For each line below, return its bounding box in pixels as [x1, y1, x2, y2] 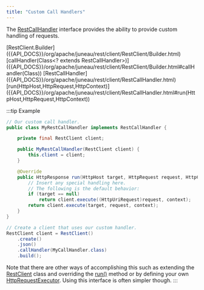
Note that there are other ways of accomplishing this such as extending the [6, 264, 195, 271]
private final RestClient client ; [17, 135, 104, 141]
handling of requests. [6, 32, 59, 39]
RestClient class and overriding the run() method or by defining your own [6, 271, 189, 277]
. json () [17, 241, 36, 248]
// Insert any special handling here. [28, 180, 126, 186]
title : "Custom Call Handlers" [6, 8, 86, 15]
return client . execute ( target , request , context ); [28, 203, 159, 209]
